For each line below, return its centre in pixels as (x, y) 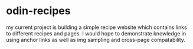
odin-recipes (38, 11)
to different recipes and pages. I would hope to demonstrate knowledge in (96, 33)
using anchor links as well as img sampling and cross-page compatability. (96, 40)
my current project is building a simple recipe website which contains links (97, 27)
